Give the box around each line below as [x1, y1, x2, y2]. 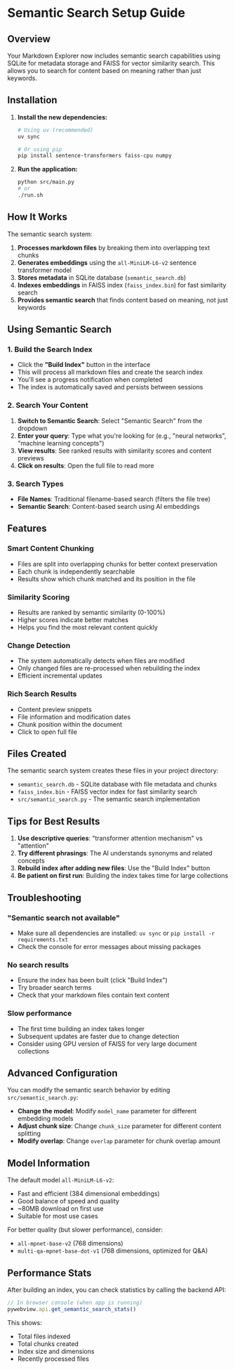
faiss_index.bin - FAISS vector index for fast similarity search [17, 787, 198, 796]
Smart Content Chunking [7, 543, 95, 553]
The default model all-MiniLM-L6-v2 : [7, 1176, 114, 1184]
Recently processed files [17, 1355, 90, 1363]
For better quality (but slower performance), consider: [7, 1225, 163, 1234]
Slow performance [7, 1009, 72, 1019]
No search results [7, 959, 69, 969]
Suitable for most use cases [17, 1212, 98, 1220]
